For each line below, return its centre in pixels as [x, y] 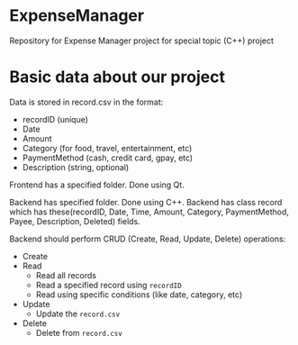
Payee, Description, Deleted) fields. [75, 221]
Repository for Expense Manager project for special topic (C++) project [142, 41]
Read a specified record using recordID [108, 285]
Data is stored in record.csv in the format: [86, 102]
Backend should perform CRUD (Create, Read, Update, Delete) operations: [148, 239]
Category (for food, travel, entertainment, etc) [107, 148]
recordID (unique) [55, 119]
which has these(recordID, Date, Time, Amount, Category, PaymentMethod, [149, 212]
